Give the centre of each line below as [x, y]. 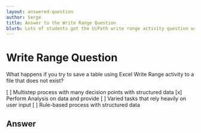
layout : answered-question [40, 12]
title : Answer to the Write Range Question [61, 23]
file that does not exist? [35, 81]
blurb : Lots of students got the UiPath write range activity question [97, 28]
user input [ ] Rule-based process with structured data [73, 105]
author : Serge [24, 17]
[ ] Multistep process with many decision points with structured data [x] [94, 92]
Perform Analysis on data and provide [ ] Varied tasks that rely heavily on [96, 98]
